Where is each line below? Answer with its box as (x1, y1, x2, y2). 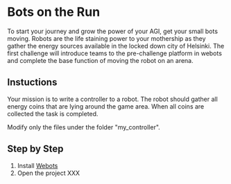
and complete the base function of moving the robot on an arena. (7, 56, 194, 64)
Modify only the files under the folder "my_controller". (7, 122, 161, 131)
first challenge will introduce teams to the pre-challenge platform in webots (7, 49, 222, 57)
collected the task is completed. (7, 109, 99, 118)
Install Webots (17, 161, 58, 169)
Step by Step (7, 143, 64, 155)
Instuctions (7, 77, 58, 89)
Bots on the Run (7, 4, 101, 20)
